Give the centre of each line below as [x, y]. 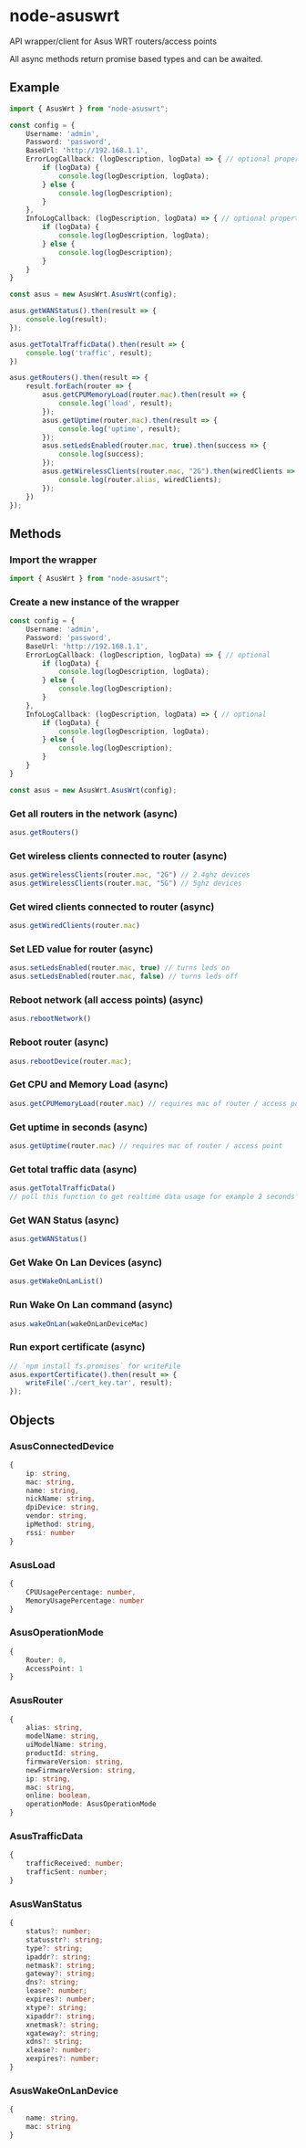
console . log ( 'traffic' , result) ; [89, 353]
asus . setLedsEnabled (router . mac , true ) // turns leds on [120, 968]
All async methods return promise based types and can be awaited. [136, 58]
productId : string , [63, 1753]
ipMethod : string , [61, 1525]
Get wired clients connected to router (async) [112, 907]
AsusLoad [32, 1564]
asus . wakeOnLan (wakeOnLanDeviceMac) [79, 1324]
